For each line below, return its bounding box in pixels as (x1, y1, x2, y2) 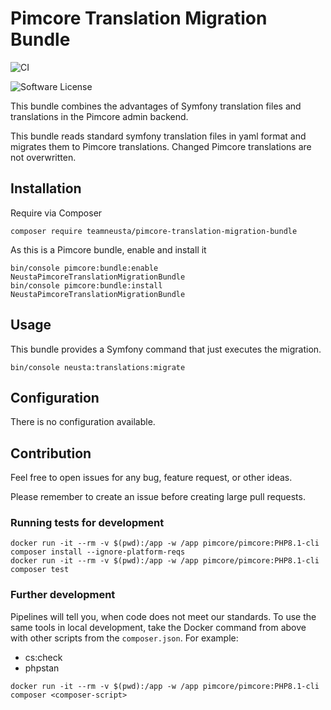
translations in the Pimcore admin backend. (10, 110, 189, 122)
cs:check (24, 651, 63, 663)
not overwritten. (10, 151, 77, 163)
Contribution (10, 445, 92, 462)
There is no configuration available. (10, 416, 156, 428)
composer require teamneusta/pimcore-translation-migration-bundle (10, 226, 298, 236)
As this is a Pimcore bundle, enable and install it (10, 243, 207, 256)
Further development (10, 588, 116, 602)
